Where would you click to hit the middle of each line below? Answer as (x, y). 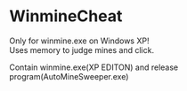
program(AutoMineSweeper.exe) (69, 76)
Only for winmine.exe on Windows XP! (79, 41)
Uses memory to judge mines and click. (81, 49)
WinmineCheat (66, 16)
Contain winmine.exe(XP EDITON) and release (94, 67)
